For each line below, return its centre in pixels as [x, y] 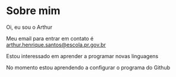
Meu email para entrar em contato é [50, 38]
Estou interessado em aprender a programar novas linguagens [82, 56]
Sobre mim [33, 11]
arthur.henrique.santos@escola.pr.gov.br [56, 45]
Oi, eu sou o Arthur [29, 27]
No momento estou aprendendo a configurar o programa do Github [88, 67]
